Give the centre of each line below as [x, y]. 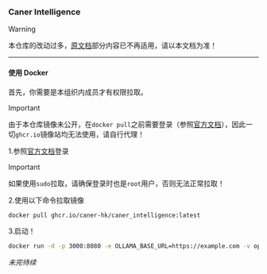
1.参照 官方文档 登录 [39, 151]
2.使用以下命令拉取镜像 [46, 200]
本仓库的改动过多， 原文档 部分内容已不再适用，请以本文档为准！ [112, 45]
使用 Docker [29, 72]
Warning [22, 29]
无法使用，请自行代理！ [106, 134]
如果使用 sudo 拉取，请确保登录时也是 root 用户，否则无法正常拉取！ [116, 183]
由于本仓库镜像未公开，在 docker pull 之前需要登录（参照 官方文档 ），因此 [127, 124]
